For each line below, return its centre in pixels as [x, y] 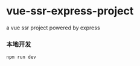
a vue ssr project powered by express [53, 28]
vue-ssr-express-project [70, 11]
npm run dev [21, 57]
